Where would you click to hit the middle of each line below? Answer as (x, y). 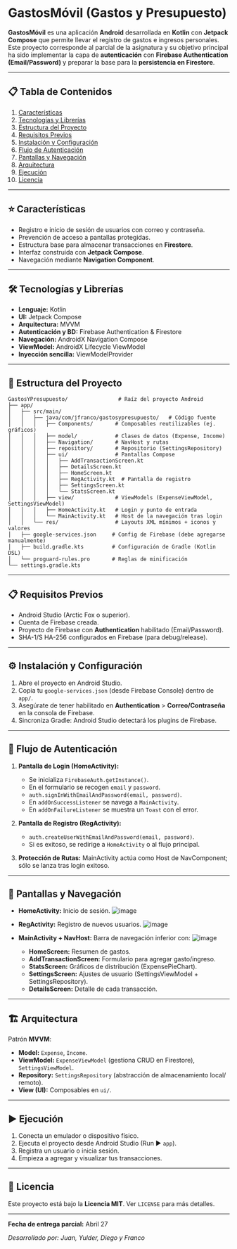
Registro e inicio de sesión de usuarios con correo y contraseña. (111, 229)
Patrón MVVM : (30, 1039)
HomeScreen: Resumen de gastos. (79, 952)
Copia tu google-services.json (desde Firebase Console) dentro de (116, 690)
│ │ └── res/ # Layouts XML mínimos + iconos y (112, 523)
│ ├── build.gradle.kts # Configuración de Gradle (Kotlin (112, 547)
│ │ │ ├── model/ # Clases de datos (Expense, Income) (117, 436)
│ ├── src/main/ (35, 412)
